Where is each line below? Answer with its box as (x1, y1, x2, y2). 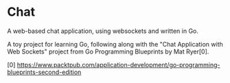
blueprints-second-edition (7, 68, 82, 76)
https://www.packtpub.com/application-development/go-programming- (16, 60, 220, 69)
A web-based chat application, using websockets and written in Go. (7, 27, 199, 35)
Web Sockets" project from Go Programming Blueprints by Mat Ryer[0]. (7, 47, 209, 56)
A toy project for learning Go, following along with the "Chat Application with (7, 40, 223, 48)
